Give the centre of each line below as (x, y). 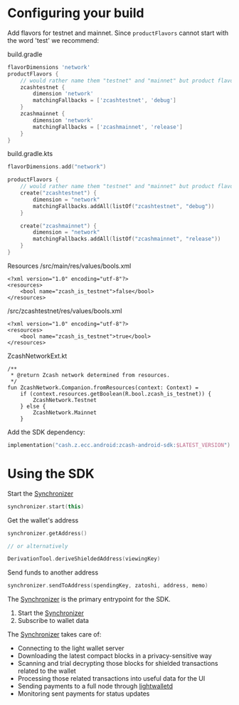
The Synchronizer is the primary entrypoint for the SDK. (89, 599)
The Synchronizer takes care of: (54, 634)
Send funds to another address (53, 572)
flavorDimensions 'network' (49, 67)
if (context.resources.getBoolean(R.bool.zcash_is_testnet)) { (116, 393)
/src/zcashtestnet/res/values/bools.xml (65, 311)
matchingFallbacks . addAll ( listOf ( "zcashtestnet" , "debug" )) (124, 206)
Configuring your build (76, 13)
